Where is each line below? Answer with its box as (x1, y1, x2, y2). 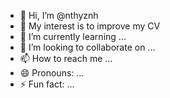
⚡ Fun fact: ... (19, 78, 75, 90)
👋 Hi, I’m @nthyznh (19, 10, 99, 21)
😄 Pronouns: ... (19, 67, 85, 79)
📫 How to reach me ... (19, 53, 113, 64)
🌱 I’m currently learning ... (19, 31, 127, 42)
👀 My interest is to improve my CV (19, 20, 161, 32)
